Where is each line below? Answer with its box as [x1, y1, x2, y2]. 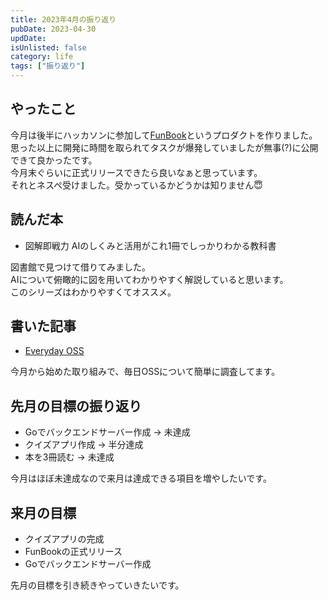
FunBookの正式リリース [24, 546, 123, 558]
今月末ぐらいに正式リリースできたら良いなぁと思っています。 [10, 166, 263, 178]
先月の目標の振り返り [10, 397, 142, 415]
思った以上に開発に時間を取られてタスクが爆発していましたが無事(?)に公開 [10, 141, 319, 153]
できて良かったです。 [10, 154, 98, 166]
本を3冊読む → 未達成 [24, 451, 115, 463]
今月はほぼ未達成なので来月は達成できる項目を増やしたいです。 [10, 472, 272, 485]
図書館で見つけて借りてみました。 [10, 261, 151, 273]
